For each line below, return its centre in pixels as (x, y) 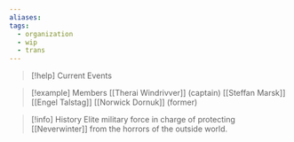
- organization (45, 34)
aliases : (25, 17)
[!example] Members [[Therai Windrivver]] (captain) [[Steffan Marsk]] (158, 93)
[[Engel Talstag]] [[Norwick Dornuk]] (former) (114, 102)
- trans (32, 51)
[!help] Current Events (72, 75)
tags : (19, 26)
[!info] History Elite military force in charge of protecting (133, 120)
